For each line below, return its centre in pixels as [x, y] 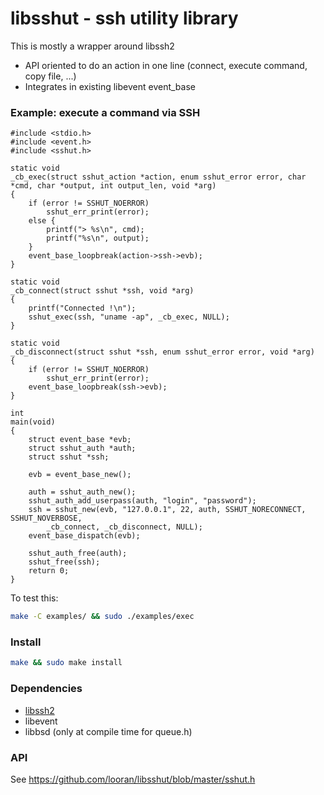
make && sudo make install [66, 663]
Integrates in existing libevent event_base [110, 86]
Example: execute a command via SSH [105, 112]
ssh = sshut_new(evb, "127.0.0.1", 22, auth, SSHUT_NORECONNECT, [167, 510]
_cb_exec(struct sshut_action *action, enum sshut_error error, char [158, 177]
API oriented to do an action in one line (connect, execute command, [166, 65]
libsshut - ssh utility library [124, 18]
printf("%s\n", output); [98, 238]
